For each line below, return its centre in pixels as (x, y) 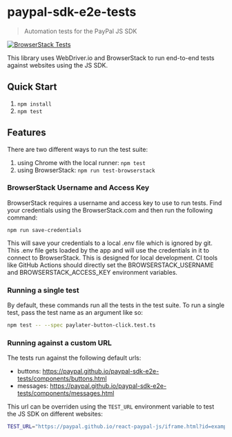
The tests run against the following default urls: (74, 358)
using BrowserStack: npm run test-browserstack (86, 170)
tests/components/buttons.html (62, 379)
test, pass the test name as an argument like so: (75, 313)
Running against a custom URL (60, 342)
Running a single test (43, 290)
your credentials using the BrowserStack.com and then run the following (110, 210)
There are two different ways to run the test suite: (78, 149)
